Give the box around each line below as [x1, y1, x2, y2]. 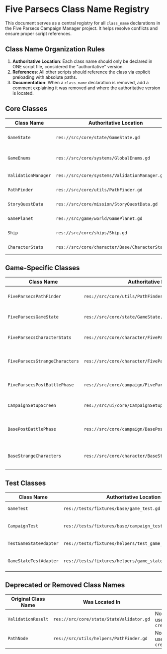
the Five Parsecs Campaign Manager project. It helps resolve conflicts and [5, 25, 158, 31]
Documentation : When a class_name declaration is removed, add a [12, 79, 149, 85]
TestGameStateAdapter [7, 541, 59, 546]
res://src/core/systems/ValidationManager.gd [56, 172, 166, 178]
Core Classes [5, 105, 48, 113]
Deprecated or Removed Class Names [5, 581, 125, 589]
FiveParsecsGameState [7, 314, 59, 320]
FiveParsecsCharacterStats [7, 335, 72, 340]
